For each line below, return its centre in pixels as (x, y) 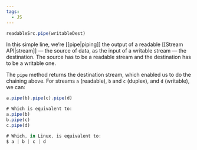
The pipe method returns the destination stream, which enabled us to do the (99, 75)
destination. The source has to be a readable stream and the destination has (99, 57)
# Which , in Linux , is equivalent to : (54, 136)
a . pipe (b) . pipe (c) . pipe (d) (39, 98)
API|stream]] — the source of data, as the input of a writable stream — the (96, 51)
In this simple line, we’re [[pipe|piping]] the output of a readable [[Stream (95, 44)
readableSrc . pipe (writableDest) (46, 33)
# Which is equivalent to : (39, 109)
